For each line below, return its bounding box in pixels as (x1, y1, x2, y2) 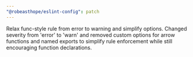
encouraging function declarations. (6, 44, 92, 51)
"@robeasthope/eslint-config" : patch (6, 8, 100, 15)
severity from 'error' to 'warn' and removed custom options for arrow (6, 31, 175, 39)
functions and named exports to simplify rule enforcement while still (6, 37, 173, 45)
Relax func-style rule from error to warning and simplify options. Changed (6, 25, 187, 32)
